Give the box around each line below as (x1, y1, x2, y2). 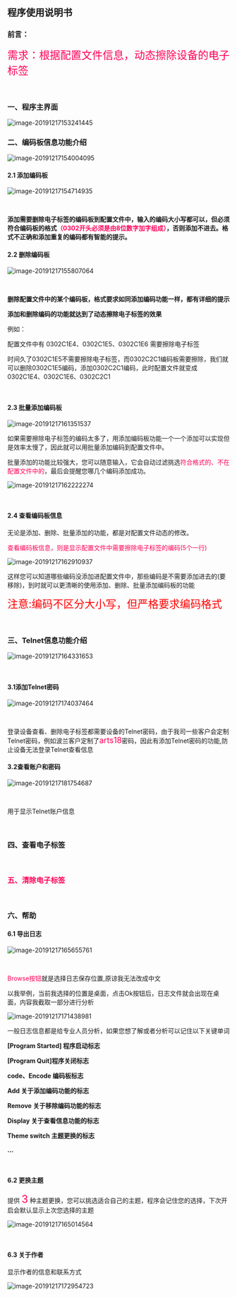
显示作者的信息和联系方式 (7, 1267, 82, 1276)
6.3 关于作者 (7, 1250, 44, 1259)
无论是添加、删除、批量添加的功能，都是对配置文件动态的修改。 (7, 528, 193, 537)
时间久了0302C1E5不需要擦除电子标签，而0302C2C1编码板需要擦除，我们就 (7, 355, 229, 363)
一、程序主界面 (7, 102, 59, 111)
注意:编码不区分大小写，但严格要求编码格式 (7, 597, 222, 611)
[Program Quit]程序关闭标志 (7, 1057, 90, 1065)
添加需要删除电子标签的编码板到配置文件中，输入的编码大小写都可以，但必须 (7, 215, 230, 224)
